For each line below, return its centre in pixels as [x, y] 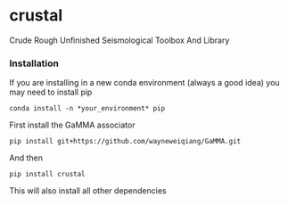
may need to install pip [51, 92]
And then [26, 158]
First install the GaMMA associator [72, 125]
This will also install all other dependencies [88, 191]
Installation [34, 63]
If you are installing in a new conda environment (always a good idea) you [144, 83]
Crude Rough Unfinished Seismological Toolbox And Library [119, 40]
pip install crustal [48, 175]
